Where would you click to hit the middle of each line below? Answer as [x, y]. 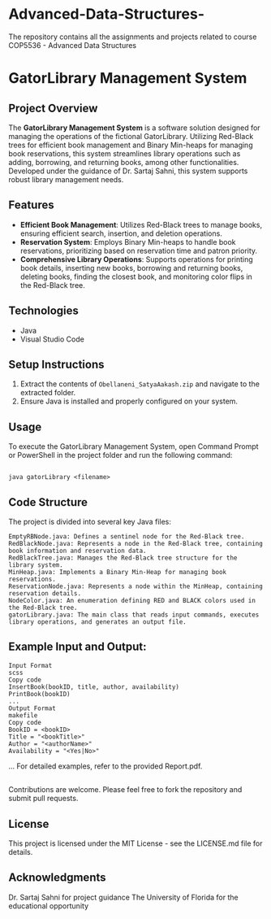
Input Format [30, 665]
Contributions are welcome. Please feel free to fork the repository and [125, 790]
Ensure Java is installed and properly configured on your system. [129, 401]
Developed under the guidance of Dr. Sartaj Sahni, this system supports [128, 171]
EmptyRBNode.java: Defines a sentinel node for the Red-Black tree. [127, 537]
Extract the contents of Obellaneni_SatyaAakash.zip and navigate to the [140, 384]
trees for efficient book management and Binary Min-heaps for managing [131, 145]
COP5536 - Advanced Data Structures [72, 45]
